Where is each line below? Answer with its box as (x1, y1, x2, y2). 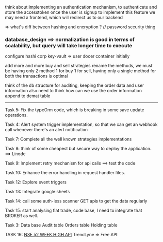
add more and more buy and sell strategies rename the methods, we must (5, 63, 153, 69)
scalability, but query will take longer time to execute (5, 42, 132, 49)
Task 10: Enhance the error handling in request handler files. (5, 170, 125, 176)
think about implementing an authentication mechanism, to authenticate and (5, 4, 157, 10)
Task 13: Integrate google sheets (5, 189, 70, 195)
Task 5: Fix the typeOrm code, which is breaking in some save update (5, 107, 145, 113)
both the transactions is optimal (5, 73, 68, 79)
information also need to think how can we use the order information (5, 88, 142, 94)
